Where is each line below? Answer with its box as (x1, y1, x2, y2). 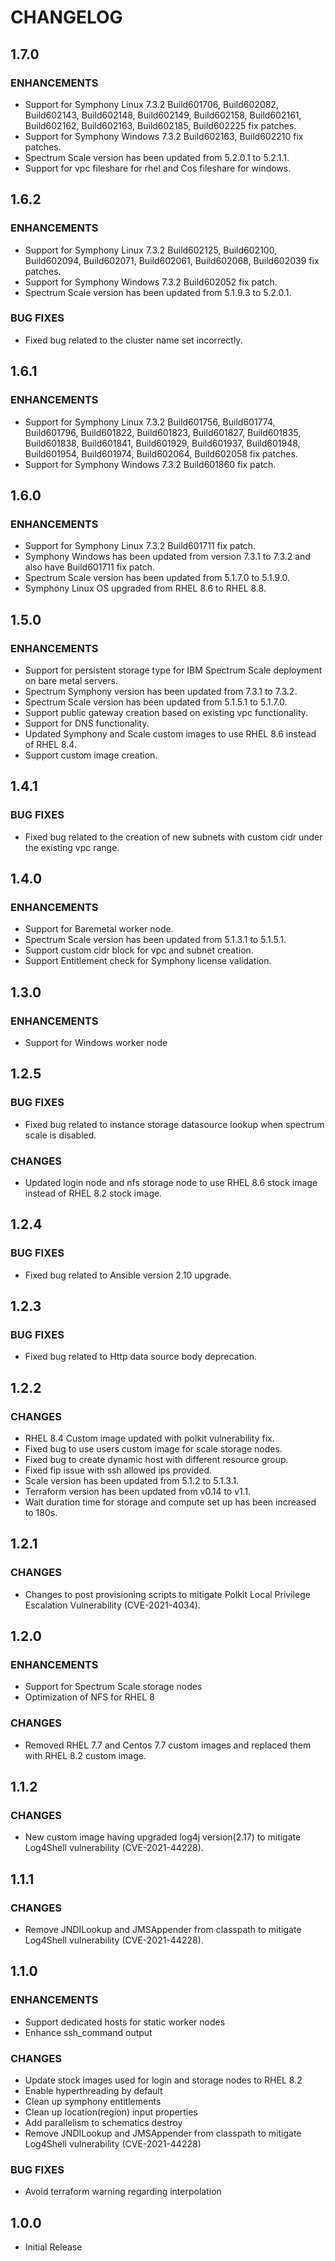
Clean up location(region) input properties (24, 2106, 198, 2118)
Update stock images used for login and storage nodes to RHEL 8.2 (24, 2074, 303, 2086)
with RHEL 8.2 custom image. (24, 1749, 147, 1761)
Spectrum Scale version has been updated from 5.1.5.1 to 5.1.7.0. (24, 696, 288, 708)
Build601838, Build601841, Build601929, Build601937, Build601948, (24, 437, 301, 449)
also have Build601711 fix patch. (24, 561, 156, 573)
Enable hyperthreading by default (24, 2085, 163, 2097)
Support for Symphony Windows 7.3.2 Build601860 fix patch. (24, 458, 277, 470)
